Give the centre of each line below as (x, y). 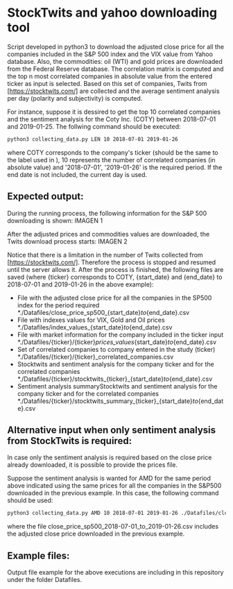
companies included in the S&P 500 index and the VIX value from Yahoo (110, 54)
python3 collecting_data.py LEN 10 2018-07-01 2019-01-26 (93, 139)
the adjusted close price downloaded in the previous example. (96, 534)
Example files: (38, 555)
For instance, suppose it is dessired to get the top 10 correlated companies (114, 112)
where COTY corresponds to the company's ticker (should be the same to (113, 152)
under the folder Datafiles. (44, 580)
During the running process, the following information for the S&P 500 (107, 213)
